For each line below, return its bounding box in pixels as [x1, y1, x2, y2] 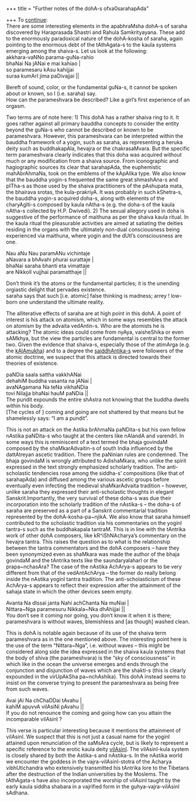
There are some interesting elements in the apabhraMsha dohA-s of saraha [6, 23, 187, 29]
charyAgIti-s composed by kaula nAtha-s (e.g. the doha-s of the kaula [6, 201, 175, 208]
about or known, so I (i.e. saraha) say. [6, 90, 97, 97]
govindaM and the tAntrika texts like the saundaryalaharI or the [6, 557, 158, 564]
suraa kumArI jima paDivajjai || [6, 73, 80, 79]
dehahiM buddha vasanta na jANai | [6, 378, 92, 384]
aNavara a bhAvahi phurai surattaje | [6, 256, 94, 263]
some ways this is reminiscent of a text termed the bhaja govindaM [6, 439, 168, 445]
